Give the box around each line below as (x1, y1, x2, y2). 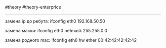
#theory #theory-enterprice (5, 4, 62, 10)
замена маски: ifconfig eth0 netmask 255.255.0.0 (5, 28, 108, 33)
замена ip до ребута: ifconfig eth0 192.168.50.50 (5, 18, 105, 24)
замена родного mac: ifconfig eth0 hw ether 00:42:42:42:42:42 (5, 37, 137, 43)
